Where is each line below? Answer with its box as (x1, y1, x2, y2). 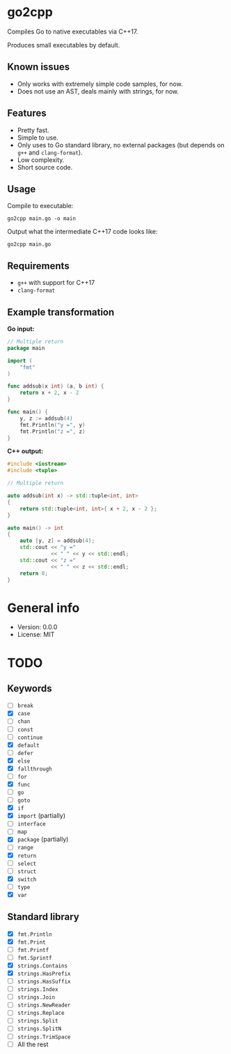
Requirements (7, 260, 70, 272)
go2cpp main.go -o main (7, 215, 77, 222)
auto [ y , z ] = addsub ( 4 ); (19, 537, 95, 545)
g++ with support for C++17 (17, 279, 95, 287)
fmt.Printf (17, 946, 49, 953)
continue (17, 734, 43, 741)
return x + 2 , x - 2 (19, 389, 79, 397)
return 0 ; (19, 570, 49, 577)
